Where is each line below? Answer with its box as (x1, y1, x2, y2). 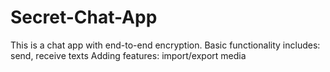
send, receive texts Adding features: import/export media (10, 49, 247, 61)
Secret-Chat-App (10, 6, 158, 29)
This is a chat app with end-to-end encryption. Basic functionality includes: (10, 39, 321, 51)
